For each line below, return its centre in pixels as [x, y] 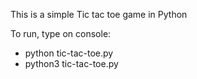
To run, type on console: [61, 33]
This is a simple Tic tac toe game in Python [99, 14]
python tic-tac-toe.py [69, 53]
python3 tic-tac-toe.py [71, 63]
